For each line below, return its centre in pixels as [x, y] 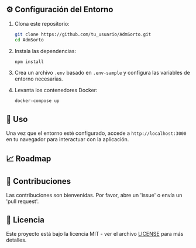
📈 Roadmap [29, 158]
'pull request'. [23, 201]
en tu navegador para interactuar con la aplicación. [68, 139]
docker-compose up [37, 101]
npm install [29, 62]
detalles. [16, 240]
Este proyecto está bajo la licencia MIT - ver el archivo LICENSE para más [95, 234]
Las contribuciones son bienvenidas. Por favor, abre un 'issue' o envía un [94, 195]
